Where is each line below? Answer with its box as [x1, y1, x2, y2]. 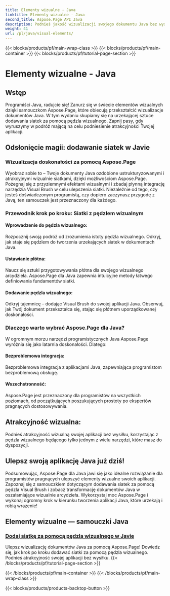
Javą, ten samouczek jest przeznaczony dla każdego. [5, 197, 117, 203]
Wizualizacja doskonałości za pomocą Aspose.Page [5, 158, 136, 165]
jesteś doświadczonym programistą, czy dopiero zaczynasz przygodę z [5, 191, 155, 198]
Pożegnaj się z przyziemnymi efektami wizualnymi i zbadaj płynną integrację [5, 181, 165, 187]
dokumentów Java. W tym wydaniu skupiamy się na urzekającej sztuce [5, 113, 154, 118]
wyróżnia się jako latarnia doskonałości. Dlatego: [5, 341, 107, 347]
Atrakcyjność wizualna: [5, 418, 81, 427]
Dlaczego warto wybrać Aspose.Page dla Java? [5, 324, 125, 331]
